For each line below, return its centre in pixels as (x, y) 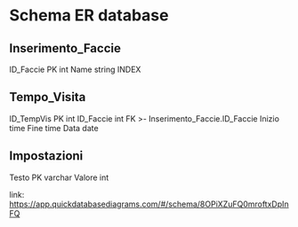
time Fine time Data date (54, 128)
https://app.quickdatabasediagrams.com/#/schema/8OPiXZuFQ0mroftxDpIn (149, 204)
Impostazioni (46, 156)
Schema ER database (89, 16)
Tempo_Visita (48, 97)
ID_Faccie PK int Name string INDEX (75, 69)
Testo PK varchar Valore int (59, 177)
